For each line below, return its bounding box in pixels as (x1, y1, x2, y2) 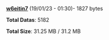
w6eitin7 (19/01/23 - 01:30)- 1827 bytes (6, 5, 104, 12)
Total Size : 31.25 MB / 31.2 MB (6, 28, 81, 35)
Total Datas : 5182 (6, 16, 49, 23)
